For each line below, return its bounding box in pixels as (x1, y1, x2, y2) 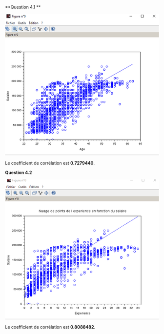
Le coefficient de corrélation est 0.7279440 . (5, 160, 95, 166)
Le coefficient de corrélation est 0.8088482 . (5, 324, 96, 330)
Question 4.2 (5, 169, 32, 175)
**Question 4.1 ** (5, 4, 41, 10)
